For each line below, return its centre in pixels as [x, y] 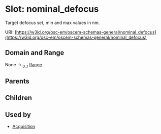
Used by [18, 115]
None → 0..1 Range [24, 65]
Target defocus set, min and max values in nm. [52, 23]
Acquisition [24, 127]
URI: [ [11, 32]
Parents [17, 81]
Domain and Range [35, 53]
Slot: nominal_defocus [52, 9]
